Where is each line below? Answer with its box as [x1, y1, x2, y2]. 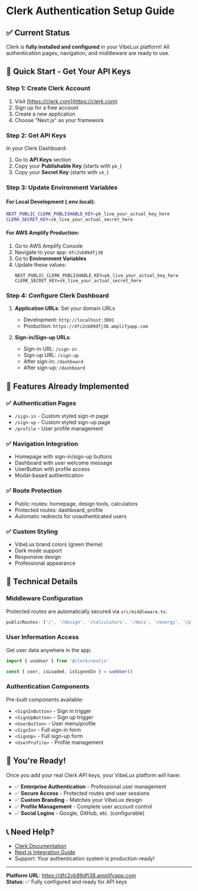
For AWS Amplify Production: [6, 229, 80, 237]
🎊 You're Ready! [6, 756, 67, 766]
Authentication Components [6, 683, 90, 691]
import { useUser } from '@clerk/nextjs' [6, 658, 110, 664]
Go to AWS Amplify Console [14, 243, 83, 250]
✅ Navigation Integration [6, 440, 78, 448]
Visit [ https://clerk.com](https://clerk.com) [14, 97, 118, 104]
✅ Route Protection [6, 487, 62, 495]
